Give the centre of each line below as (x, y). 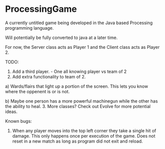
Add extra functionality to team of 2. (49, 76)
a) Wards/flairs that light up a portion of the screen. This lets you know (77, 86)
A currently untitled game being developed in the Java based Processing (79, 23)
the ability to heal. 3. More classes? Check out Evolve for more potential (78, 106)
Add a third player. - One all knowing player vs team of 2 (69, 71)
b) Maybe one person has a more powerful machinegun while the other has (82, 101)
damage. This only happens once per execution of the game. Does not (84, 136)
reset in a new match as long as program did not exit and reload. (77, 141)
